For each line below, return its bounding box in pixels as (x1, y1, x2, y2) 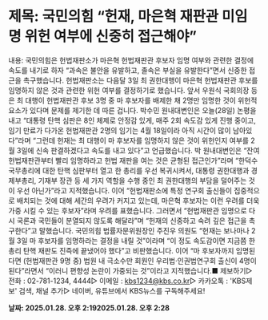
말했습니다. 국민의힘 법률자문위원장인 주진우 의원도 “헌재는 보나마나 (38, 225, 250, 235)
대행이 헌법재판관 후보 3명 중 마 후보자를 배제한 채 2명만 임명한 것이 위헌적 (25, 95, 258, 105)
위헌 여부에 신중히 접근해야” (24, 27, 198, 46)
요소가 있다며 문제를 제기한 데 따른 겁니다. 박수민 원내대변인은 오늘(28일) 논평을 (8, 105, 257, 115)
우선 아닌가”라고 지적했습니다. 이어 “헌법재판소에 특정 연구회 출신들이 (16, 185, 233, 195)
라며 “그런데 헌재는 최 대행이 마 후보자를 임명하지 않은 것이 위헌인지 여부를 (18, 136, 250, 145)
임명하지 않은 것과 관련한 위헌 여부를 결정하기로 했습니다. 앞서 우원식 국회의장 (8, 85, 250, 95)
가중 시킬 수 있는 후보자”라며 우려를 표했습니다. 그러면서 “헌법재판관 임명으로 (8, 205, 247, 215)
